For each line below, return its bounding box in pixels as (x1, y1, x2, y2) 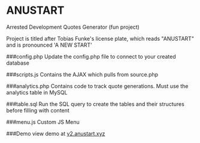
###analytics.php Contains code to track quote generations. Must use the (6, 82, 189, 90)
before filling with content (6, 107, 70, 114)
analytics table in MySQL (6, 89, 68, 96)
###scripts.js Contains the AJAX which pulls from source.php (6, 71, 159, 78)
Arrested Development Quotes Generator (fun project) (6, 23, 140, 31)
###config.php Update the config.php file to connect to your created (6, 53, 177, 60)
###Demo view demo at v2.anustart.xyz (6, 130, 105, 137)
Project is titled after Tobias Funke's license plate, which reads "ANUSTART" (6, 35, 195, 42)
